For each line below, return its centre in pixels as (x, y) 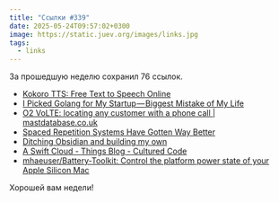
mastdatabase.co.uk (60, 123)
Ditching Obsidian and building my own (95, 142)
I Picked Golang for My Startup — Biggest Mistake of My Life (133, 103)
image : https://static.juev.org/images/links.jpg (104, 34)
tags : (19, 43)
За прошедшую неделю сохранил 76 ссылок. (96, 76)
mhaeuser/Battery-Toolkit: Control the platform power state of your (146, 161)
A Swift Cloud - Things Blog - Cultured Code (105, 151)
